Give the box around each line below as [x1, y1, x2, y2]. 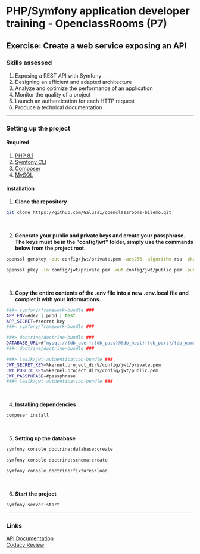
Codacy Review [6, 541, 45, 548]
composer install [6, 413, 49, 419]
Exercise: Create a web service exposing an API [6, 41, 187, 51]
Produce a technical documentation [14, 103, 102, 111]
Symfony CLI [14, 159, 46, 165]
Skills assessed [6, 58, 52, 67]
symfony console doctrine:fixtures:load [6, 468, 108, 473]
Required [6, 139, 30, 146]
